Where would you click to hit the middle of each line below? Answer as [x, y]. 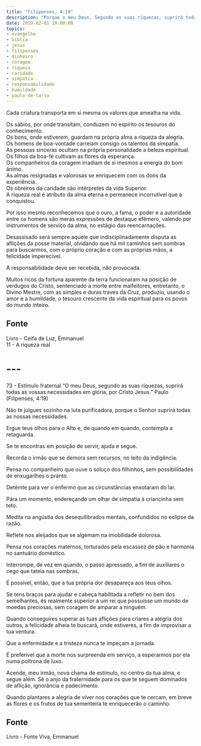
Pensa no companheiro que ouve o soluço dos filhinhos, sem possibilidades [100, 469]
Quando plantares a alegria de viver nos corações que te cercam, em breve [99, 697]
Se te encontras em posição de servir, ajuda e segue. [72, 446]
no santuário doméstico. [36, 553]
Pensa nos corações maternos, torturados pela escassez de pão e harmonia [100, 547]
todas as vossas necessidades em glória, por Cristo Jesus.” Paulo [87, 392]
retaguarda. [20, 434]
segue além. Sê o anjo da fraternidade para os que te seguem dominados [97, 679]
